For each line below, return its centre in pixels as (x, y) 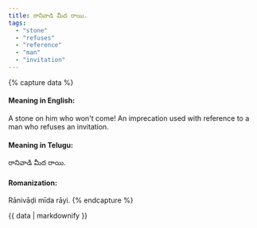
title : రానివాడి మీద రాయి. (48, 15)
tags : (17, 23)
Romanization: (33, 183)
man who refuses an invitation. (58, 127)
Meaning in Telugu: (41, 145)
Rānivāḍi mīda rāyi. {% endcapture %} (71, 200)
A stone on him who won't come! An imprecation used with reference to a (129, 118)
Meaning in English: (42, 101)
